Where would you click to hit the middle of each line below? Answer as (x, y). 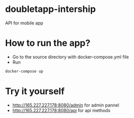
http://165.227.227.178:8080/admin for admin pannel (66, 105)
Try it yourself (35, 91)
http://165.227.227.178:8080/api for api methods (61, 110)
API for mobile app (24, 23)
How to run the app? (48, 43)
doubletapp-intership (51, 9)
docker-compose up (24, 71)
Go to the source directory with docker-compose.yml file (70, 57)
